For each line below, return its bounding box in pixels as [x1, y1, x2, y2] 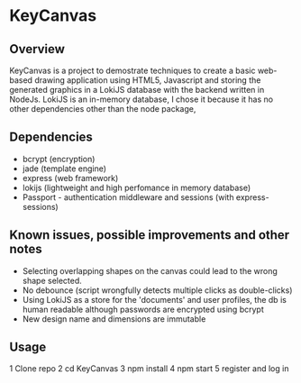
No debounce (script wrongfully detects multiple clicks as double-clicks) [22, 285, 293, 296]
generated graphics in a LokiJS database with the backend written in [9, 85, 265, 95]
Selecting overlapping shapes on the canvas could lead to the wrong [22, 265, 278, 276]
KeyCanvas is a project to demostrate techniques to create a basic [9, 65, 256, 76]
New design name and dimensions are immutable [22, 313, 206, 324]
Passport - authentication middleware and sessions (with [22, 191, 234, 203]
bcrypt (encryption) [22, 153, 96, 164]
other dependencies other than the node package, [9, 104, 196, 114]
